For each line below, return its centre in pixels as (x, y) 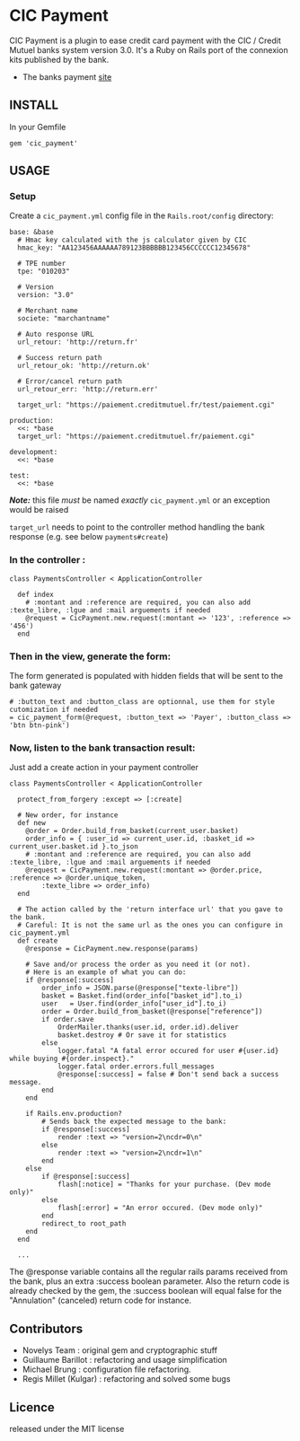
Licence (32, 1407)
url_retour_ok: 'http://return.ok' (84, 366)
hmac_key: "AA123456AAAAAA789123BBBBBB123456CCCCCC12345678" (134, 248)
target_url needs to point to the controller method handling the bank (137, 527)
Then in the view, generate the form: (90, 656)
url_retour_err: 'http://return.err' (88, 390)
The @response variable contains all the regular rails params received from (149, 1272)
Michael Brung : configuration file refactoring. (106, 1369)
